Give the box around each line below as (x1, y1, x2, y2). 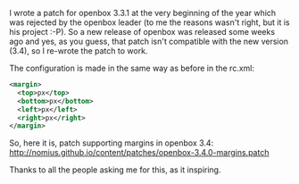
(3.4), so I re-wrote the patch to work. (9, 46, 148, 56)
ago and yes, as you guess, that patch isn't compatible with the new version (9, 36, 288, 46)
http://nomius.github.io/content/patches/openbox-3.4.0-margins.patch (9, 147, 270, 158)
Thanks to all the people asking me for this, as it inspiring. (9, 164, 221, 175)
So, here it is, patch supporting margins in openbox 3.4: (9, 138, 214, 148)
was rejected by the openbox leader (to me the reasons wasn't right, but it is (9, 17, 290, 28)
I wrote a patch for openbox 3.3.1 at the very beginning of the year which (9, 8, 277, 18)
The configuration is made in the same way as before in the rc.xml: (9, 63, 255, 73)
